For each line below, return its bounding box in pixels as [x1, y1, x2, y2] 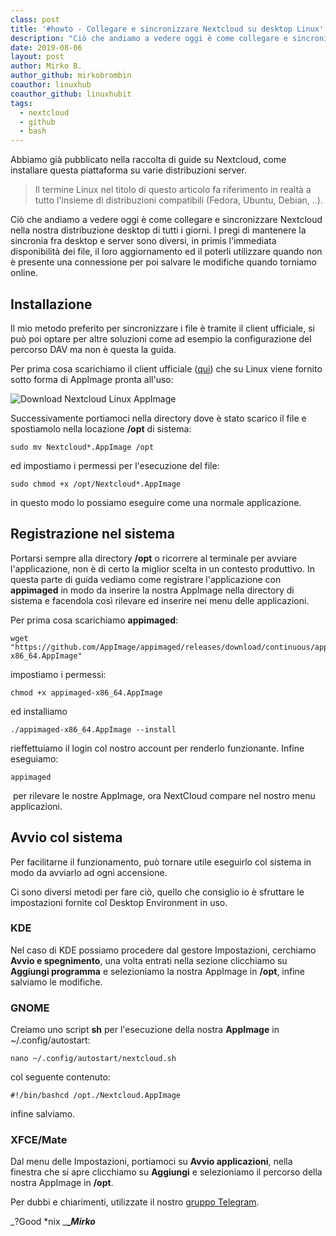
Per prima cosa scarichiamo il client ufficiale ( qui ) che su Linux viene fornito [10, 362, 323, 375]
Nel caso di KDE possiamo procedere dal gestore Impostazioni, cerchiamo [10, 944, 317, 956]
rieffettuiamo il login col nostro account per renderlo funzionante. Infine [10, 742, 305, 754]
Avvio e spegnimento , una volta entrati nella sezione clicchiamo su [10, 954, 288, 966]
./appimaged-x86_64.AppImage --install [10, 724, 177, 735]
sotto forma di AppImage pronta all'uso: [10, 373, 174, 385]
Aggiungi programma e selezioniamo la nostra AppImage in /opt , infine [10, 965, 306, 977]
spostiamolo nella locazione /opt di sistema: [10, 422, 192, 435]
